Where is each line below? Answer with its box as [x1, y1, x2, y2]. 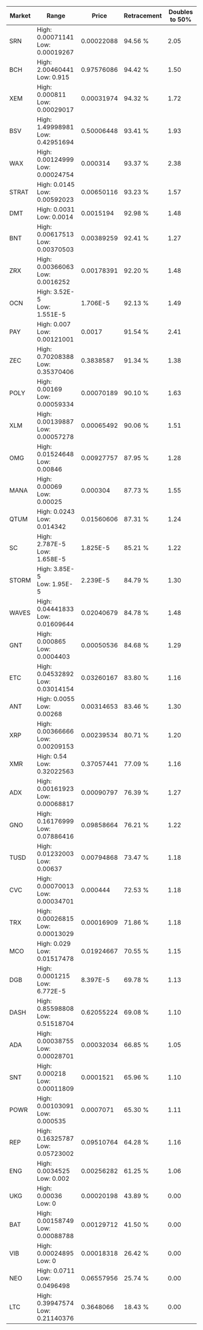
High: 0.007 [37, 320, 71, 328]
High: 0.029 [37, 940, 71, 947]
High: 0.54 [37, 752, 68, 760]
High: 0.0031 [37, 205, 75, 213]
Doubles [168, 8, 193, 16]
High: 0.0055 [37, 695, 75, 703]
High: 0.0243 [37, 508, 75, 515]
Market [9, 11, 31, 20]
